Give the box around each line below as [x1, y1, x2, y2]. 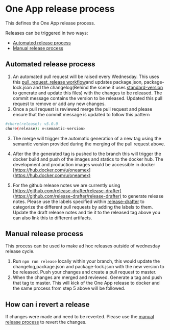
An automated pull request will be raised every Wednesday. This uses [12, 73, 159, 80]
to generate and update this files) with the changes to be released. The [12, 90, 162, 96]
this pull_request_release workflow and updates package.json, [12, 79, 143, 85]
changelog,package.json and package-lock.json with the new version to [12, 264, 164, 270]
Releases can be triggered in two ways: [5, 30, 88, 36]
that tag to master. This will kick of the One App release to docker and [12, 280, 160, 286]
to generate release [122, 193, 164, 199]
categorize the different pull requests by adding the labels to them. [12, 204, 153, 210]
